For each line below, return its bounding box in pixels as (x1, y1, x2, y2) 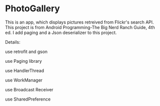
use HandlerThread (5, 67, 44, 74)
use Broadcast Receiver (5, 86, 54, 92)
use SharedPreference (5, 96, 51, 102)
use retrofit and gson (5, 49, 48, 54)
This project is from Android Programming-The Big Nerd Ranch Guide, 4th (5, 24, 155, 30)
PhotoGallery (5, 3, 60, 14)
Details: (5, 39, 21, 45)
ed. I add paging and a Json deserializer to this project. (5, 29, 117, 35)
